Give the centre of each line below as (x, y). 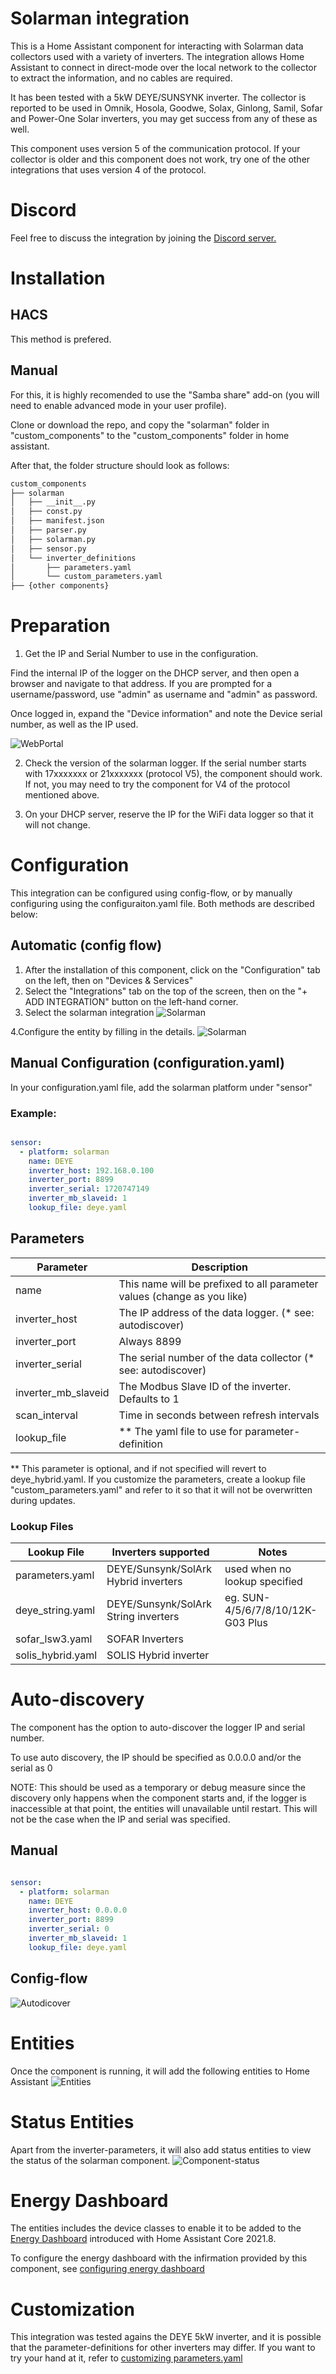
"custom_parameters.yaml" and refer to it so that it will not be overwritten (161, 1489)
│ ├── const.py (46, 512)
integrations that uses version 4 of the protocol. (108, 169)
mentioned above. (62, 795)
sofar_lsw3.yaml (54, 1639)
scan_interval (46, 1415)
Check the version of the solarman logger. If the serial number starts (165, 763)
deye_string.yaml (55, 1610)
